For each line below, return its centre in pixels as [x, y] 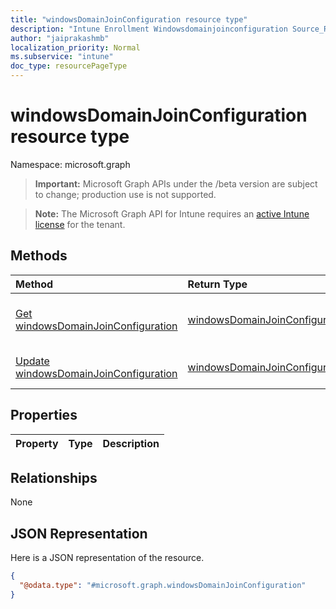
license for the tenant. [80, 224]
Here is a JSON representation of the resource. [107, 558]
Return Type [217, 284]
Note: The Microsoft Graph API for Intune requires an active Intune [172, 213]
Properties [44, 415]
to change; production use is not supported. [125, 194]
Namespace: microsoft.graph [70, 164]
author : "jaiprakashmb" [60, 38]
